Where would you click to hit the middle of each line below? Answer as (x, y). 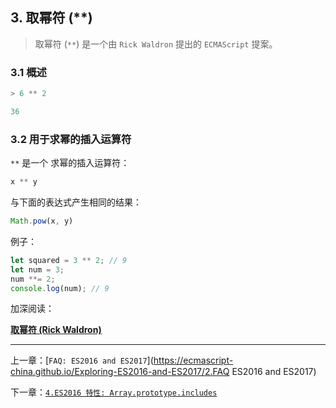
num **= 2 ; (33, 279)
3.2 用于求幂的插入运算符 (71, 139)
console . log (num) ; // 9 (60, 288)
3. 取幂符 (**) (51, 18)
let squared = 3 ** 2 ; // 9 (69, 260)
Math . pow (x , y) (42, 221)
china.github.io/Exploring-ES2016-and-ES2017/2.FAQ (120, 372)
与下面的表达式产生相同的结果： (76, 202)
